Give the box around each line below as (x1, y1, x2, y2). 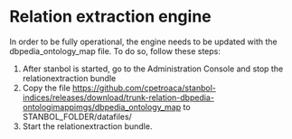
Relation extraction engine (9, 6, 212, 27)
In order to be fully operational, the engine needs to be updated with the (9, 36, 278, 47)
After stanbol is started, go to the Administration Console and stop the (22, 63, 284, 74)
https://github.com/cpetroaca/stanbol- (71, 82, 217, 93)
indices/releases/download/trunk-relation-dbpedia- (22, 92, 215, 103)
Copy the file (22, 82, 71, 93)
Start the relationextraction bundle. (22, 120, 153, 132)
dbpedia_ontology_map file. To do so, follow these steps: (9, 45, 221, 56)
